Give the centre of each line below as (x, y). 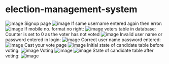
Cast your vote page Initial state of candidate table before (94, 45)
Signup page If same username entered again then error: (93, 23)
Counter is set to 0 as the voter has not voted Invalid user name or (84, 34)
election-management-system (71, 9)
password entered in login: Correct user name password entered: (83, 40)
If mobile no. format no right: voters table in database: (90, 28)
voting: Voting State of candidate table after (79, 50)
